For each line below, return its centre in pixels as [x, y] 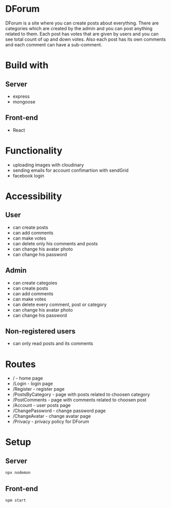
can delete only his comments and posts [55, 243]
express [21, 96]
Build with [27, 66]
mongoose [24, 101]
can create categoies [35, 283]
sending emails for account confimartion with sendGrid [70, 170]
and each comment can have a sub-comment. [54, 44]
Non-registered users [40, 331]
